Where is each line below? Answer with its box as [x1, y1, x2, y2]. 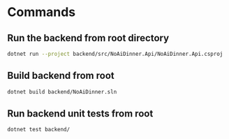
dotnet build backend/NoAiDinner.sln [7, 88, 117, 95]
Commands [7, 4, 76, 20]
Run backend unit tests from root [7, 108, 154, 119]
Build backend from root [7, 70, 114, 82]
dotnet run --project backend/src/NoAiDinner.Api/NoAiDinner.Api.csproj [7, 50, 223, 57]
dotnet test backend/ [7, 126, 71, 133]
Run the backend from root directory [7, 32, 170, 44]
